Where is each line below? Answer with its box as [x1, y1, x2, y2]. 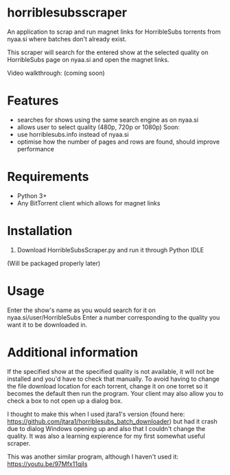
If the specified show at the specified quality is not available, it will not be [7, 367, 214, 375]
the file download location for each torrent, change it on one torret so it [7, 382, 208, 390]
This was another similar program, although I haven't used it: [7, 452, 179, 461]
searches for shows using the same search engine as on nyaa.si [16, 115, 199, 124]
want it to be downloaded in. [7, 320, 88, 329]
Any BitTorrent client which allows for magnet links [16, 199, 161, 207]
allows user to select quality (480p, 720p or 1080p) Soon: [16, 122, 181, 131]
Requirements [7, 169, 89, 185]
